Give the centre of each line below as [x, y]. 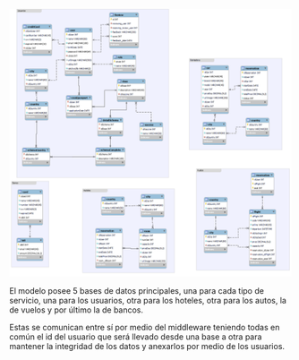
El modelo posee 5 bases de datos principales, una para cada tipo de [137, 291]
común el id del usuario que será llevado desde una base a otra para [136, 337]
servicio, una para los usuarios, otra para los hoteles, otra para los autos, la [148, 301]
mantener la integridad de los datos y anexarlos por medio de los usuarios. [147, 347]
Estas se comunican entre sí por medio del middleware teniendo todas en [145, 328]
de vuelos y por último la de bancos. [77, 310]
